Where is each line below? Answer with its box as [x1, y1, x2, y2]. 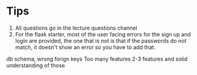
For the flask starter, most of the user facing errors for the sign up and [15, 30, 192, 37]
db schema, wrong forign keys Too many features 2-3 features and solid [6, 55, 188, 62]
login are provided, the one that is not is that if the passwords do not [15, 37, 187, 44]
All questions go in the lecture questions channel [15, 24, 138, 31]
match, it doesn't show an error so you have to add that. [15, 44, 156, 51]
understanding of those [6, 62, 65, 69]
